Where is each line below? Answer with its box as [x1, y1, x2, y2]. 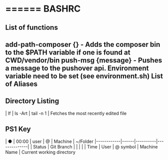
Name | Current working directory [5, 149, 76, 155]
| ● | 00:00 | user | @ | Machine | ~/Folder [5, 138, 94, 144]
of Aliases [5, 79, 38, 88]
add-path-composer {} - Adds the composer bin [5, 40, 160, 48]
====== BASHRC [5, 3, 81, 15]
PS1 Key [5, 125, 31, 134]
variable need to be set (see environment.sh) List [5, 72, 163, 80]
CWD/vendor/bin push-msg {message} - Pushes [5, 56, 162, 65]
